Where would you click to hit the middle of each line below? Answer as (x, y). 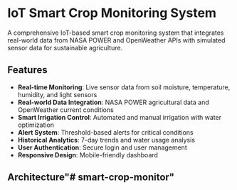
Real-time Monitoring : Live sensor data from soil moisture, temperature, (124, 87)
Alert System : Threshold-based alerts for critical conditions (105, 132)
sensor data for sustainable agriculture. (65, 47)
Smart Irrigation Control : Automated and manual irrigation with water (120, 117)
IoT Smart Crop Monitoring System (112, 13)
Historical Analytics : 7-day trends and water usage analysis (106, 140)
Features (27, 70)
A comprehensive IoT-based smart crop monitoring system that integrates (116, 33)
